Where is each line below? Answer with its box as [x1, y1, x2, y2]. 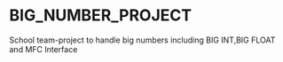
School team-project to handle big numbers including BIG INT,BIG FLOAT [9, 35, 276, 45]
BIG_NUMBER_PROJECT [9, 5, 193, 26]
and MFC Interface [9, 43, 78, 54]
